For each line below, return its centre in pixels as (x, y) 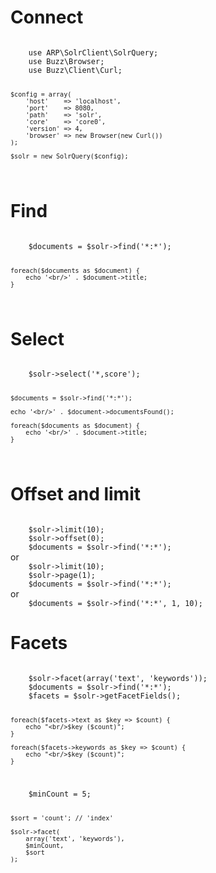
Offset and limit (75, 494)
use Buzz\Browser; (66, 61)
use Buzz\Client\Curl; (75, 70)
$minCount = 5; (60, 794)
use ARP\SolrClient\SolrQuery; (93, 52)
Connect (47, 17)
